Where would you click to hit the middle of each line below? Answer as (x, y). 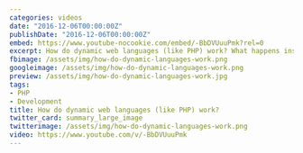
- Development (36, 101)
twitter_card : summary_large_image (76, 118)
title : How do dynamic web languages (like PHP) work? (115, 110)
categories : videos (46, 18)
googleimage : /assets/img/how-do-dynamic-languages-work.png (127, 68)
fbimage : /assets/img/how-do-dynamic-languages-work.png (119, 59)
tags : (19, 85)
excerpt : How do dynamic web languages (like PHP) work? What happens (145, 51)
